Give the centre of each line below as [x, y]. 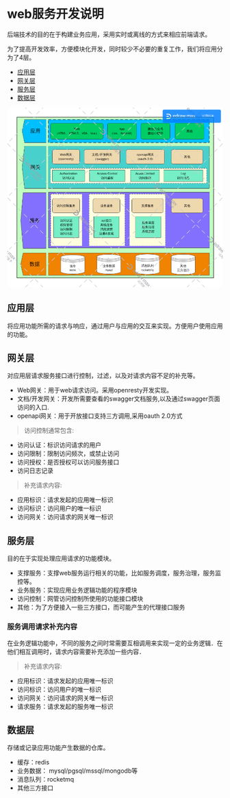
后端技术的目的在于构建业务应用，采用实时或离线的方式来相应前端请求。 [109, 34]
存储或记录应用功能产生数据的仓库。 [58, 748]
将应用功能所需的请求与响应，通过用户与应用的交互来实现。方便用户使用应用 [115, 325]
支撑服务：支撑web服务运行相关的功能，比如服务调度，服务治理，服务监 [119, 573]
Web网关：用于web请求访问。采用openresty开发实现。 [95, 390]
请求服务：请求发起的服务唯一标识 [65, 706]
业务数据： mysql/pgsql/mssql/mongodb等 [77, 771]
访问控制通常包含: [49, 431]
